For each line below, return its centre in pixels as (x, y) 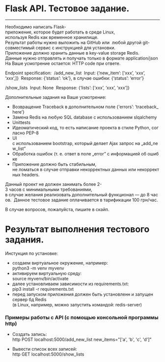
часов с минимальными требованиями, (51, 189)
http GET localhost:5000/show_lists (48, 354)
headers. (30, 175)
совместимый (20, 48)
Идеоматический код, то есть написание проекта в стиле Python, (81, 127)
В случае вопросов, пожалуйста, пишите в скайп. (57, 209)
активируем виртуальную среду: (47, 273)
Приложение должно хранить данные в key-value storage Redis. (72, 53)
